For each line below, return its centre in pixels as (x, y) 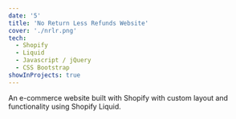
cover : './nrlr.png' (43, 30)
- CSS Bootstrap (43, 68)
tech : (17, 38)
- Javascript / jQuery (53, 61)
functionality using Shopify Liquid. (65, 106)
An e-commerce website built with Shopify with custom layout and (118, 97)
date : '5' (25, 16)
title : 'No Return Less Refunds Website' (79, 23)
